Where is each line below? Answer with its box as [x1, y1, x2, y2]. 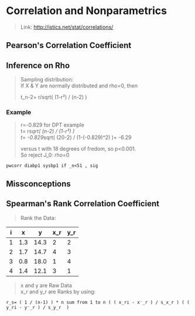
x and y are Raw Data [20, 281, 72, 288]
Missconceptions [6, 179, 71, 189]
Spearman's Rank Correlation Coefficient [6, 199, 160, 209]
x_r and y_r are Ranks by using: [20, 288, 96, 295]
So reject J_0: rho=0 [20, 151, 70, 159]
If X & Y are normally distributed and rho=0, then [20, 82, 138, 89]
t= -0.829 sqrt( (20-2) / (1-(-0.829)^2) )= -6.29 [20, 134, 132, 141]
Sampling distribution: [20, 76, 74, 83]
